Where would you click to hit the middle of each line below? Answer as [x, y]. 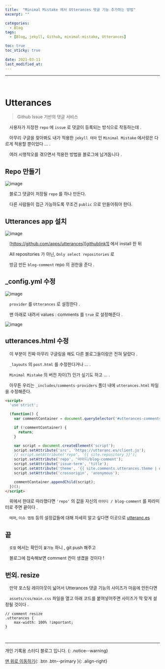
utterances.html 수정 [37, 341]
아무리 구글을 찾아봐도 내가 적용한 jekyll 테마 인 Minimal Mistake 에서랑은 [81, 138]
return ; [26, 432]
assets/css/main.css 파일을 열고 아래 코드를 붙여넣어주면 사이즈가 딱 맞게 [81, 599]
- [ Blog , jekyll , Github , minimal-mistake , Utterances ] [68, 37]
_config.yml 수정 [30, 282]
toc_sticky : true [23, 50]
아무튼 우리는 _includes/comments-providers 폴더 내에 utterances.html [79, 385]
